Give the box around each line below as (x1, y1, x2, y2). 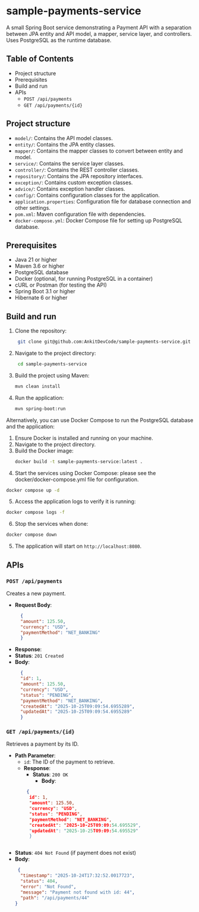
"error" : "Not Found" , (20, 883, 77, 889)
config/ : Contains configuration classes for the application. (14, 191, 160, 198)
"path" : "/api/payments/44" (20, 895, 90, 901)
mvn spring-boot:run (14, 405, 66, 412)
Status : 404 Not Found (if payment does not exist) (14, 849, 137, 857)
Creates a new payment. (6, 590, 67, 597)
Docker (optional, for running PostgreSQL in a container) (14, 275, 153, 283)
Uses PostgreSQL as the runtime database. (6, 36, 112, 44)
